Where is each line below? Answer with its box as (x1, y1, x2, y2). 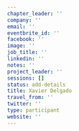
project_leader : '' (7, 68, 63, 75)
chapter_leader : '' (7, 10, 63, 17)
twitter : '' (7, 101, 41, 107)
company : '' (7, 17, 41, 24)
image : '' (7, 42, 36, 49)
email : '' (7, 23, 36, 30)
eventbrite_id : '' (7, 29, 60, 37)
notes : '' (7, 62, 36, 69)
